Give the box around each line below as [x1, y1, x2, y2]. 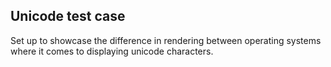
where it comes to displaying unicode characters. [10, 45, 214, 57]
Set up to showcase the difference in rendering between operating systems [10, 34, 322, 46]
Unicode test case [10, 8, 126, 25]
